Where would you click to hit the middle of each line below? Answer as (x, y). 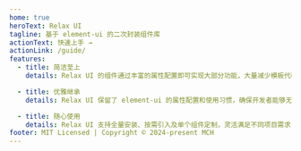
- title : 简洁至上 (49, 68)
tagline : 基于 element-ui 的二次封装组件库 (85, 34)
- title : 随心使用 (49, 116)
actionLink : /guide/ (48, 51)
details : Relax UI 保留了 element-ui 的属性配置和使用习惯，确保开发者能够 (156, 100)
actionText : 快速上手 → (51, 42)
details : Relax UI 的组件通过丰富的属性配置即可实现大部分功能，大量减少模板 (155, 76)
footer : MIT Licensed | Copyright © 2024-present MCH (112, 133)
